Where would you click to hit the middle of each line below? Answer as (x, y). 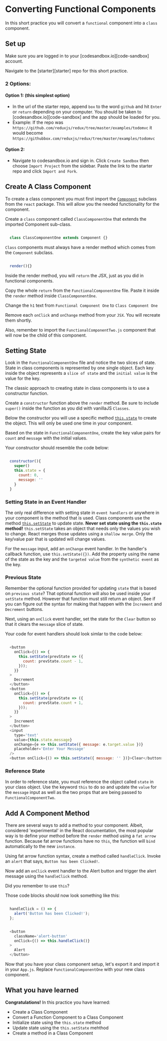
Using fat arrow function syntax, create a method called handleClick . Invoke (83, 856)
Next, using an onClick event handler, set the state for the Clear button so (81, 619)
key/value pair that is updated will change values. (55, 539)
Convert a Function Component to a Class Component (68, 1017)
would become (28, 133)
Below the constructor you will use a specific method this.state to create (81, 418)
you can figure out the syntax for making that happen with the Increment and (83, 604)
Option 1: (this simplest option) (38, 95)
